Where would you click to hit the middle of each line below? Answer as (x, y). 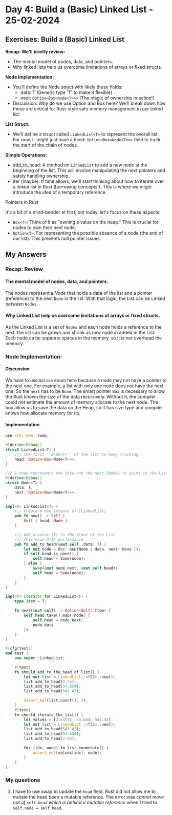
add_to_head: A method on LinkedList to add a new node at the (80, 165)
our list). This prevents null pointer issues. (57, 238)
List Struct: (17, 124)
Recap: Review (24, 269)
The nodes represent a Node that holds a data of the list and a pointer (79, 293)
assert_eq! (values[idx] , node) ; (67, 753)
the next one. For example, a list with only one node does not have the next (84, 386)
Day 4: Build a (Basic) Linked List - (79, 10)
